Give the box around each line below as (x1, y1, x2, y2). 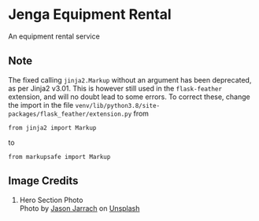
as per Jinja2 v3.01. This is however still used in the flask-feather (8, 83, 223, 93)
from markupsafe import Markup (8, 153, 111, 160)
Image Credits (8, 175, 79, 188)
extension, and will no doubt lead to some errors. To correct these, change (8, 92, 250, 101)
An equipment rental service (8, 31, 100, 41)
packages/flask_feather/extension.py (8, 110, 132, 118)
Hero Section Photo (19, 195, 83, 204)
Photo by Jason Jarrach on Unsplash (19, 203, 140, 213)
